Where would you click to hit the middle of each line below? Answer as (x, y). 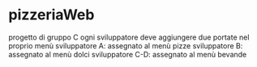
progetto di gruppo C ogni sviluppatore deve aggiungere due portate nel (129, 37)
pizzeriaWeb (51, 15)
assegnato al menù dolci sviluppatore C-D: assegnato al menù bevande (128, 54)
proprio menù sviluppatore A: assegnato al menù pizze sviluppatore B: (126, 45)
